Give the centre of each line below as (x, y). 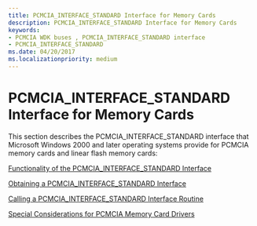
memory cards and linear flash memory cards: (83, 153)
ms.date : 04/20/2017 (42, 52)
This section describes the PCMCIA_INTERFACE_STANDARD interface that (128, 136)
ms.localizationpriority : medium (63, 60)
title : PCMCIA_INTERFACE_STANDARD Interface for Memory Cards (112, 15)
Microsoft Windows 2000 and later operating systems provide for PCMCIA (128, 144)
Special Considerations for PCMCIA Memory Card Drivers (101, 213)
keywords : (24, 30)
